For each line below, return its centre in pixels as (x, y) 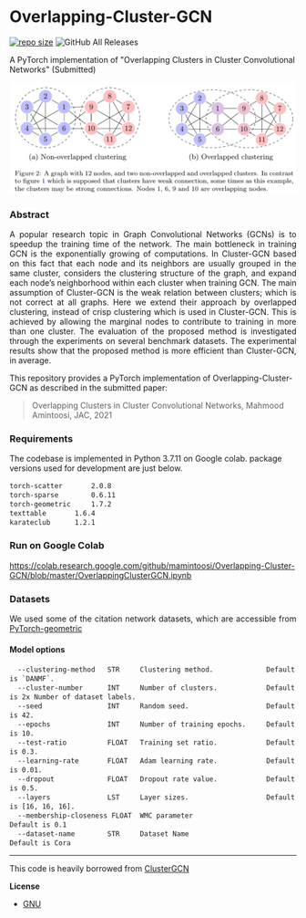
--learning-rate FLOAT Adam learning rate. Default (157, 761)
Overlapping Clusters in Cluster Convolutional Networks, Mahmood (158, 406)
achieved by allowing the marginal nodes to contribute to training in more (153, 322)
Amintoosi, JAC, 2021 (72, 415)
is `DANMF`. (32, 679)
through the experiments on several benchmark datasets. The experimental (153, 341)
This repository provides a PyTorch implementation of (110, 378)
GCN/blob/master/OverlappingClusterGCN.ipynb (101, 575)
